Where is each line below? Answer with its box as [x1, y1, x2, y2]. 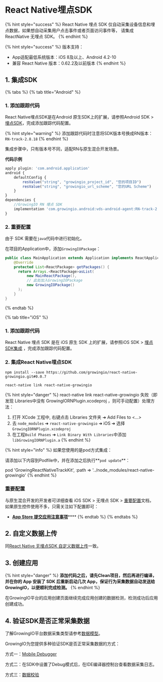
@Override [14, 260, 34, 265]
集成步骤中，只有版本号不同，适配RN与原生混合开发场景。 [5, 146, 122, 152]
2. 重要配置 [5, 223, 31, 230]
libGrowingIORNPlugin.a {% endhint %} [12, 437, 91, 443]
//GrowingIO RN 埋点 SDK [14, 202, 63, 207]
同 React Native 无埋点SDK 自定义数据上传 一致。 [5, 543, 101, 549]
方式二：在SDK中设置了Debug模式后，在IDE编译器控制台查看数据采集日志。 [5, 662, 157, 667]
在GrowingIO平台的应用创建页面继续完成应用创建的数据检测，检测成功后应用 [5, 595, 158, 601]
